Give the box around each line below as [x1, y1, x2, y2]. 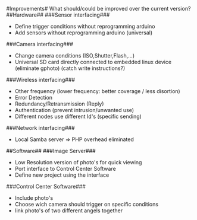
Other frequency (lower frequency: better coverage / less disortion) [14, 88, 180, 94]
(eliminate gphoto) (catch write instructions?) [14, 65, 126, 72]
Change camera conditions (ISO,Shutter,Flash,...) [14, 52, 135, 59]
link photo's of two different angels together [14, 207, 123, 214]
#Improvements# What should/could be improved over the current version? [6, 5, 191, 12]
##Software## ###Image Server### [6, 148, 96, 154]
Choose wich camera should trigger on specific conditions [14, 201, 159, 208]
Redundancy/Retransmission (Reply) [14, 100, 104, 107]
